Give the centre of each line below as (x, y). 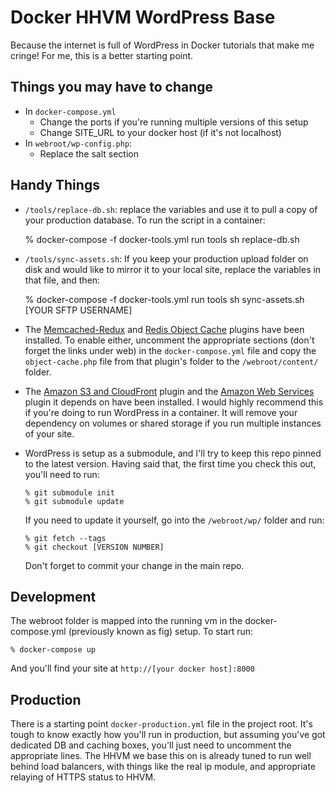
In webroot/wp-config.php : (78, 143)
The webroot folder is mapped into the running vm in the (126, 621)
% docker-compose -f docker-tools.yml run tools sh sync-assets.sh (164, 299)
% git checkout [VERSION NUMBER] (94, 547)
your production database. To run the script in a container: (145, 220)
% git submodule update (74, 501)
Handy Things (55, 185)
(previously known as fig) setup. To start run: (161, 632)
